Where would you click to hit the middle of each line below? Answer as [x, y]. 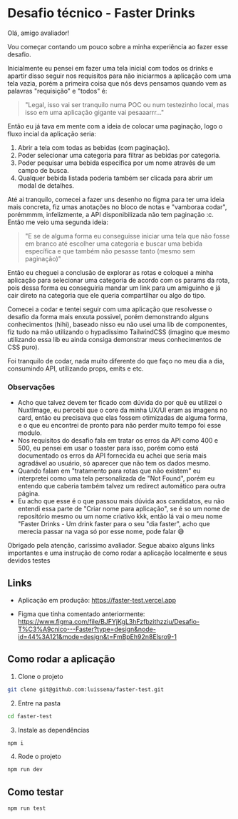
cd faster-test [30, 716]
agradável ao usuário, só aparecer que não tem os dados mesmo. [114, 463]
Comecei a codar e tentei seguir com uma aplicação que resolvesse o [110, 309]
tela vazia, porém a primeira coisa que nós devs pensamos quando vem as [117, 83]
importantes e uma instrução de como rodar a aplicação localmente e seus [117, 553]
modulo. [30, 433]
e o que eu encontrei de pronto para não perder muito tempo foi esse [119, 426]
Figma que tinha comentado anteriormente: [81, 614]
